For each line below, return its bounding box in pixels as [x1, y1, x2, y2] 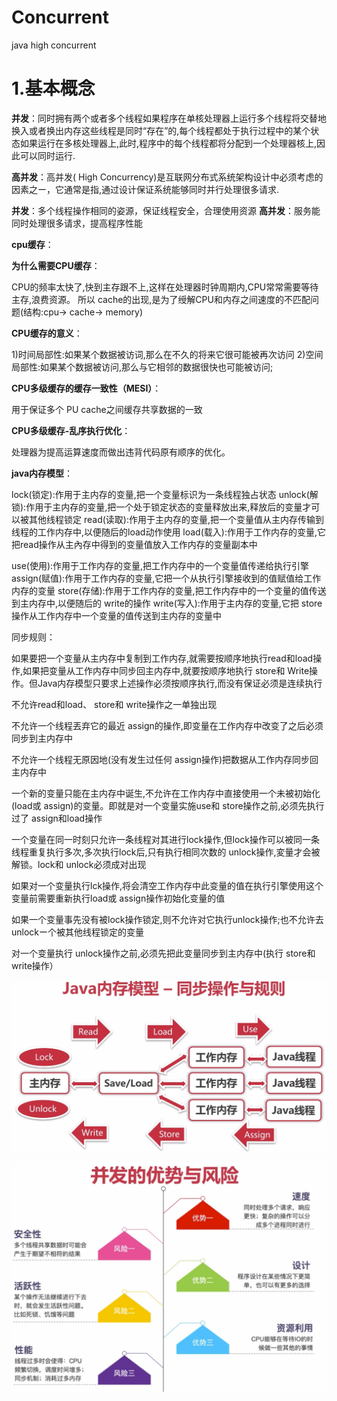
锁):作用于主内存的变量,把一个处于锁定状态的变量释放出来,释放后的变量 [11, 501, 303, 513]
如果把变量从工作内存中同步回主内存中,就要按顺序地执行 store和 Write [22, 664, 310, 676]
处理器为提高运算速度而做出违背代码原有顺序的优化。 [11, 446, 231, 458]
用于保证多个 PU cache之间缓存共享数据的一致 [11, 403, 203, 415]
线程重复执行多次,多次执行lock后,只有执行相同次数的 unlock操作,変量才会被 [11, 846, 321, 858]
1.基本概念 [11, 77, 96, 100]
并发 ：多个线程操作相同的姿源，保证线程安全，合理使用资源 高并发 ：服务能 [11, 204, 321, 216]
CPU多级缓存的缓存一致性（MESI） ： [11, 382, 162, 394]
